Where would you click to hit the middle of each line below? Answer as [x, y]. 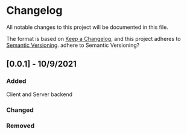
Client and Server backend [40, 94]
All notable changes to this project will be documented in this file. [87, 27]
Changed [20, 110]
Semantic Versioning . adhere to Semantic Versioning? [73, 45]
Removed [21, 126]
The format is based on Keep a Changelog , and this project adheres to [93, 38]
